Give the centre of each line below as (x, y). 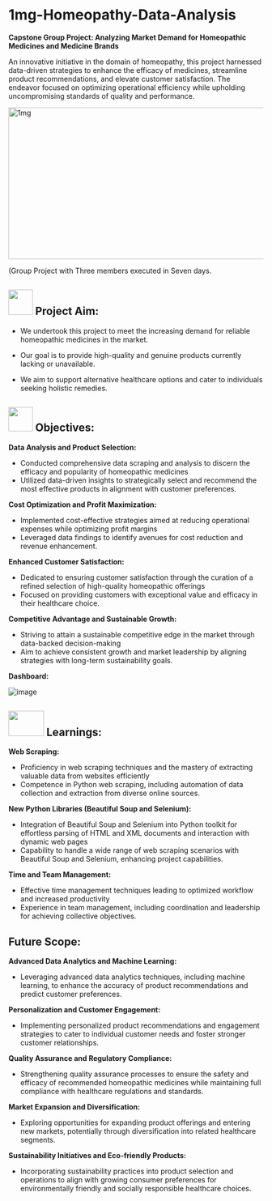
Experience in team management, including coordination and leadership (140, 908)
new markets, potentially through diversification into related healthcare (138, 1131)
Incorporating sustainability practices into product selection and (127, 1171)
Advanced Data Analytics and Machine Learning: (93, 961)
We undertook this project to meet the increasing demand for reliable (135, 330)
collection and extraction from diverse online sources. (110, 793)
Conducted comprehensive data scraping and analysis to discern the (135, 462)
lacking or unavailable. (57, 364)
